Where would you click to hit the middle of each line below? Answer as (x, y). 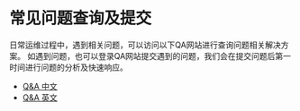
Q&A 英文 (40, 97)
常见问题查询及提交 (81, 18)
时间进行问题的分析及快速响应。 (68, 67)
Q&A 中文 (40, 86)
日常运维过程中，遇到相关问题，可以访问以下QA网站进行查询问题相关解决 (145, 45)
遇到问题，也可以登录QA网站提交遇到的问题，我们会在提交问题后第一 (163, 55)
